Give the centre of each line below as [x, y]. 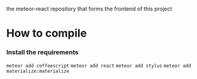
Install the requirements [42, 52]
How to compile [47, 33]
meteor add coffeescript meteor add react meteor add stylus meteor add [99, 66]
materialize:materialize [38, 71]
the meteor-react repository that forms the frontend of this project [89, 9]
